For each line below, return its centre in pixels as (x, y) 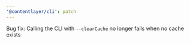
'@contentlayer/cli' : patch (41, 11)
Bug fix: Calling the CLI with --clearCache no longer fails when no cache (95, 28)
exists (13, 34)
